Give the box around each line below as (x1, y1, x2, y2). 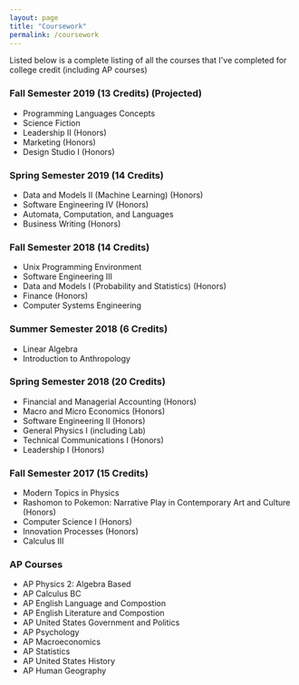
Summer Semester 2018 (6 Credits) (9, 323, 169, 335)
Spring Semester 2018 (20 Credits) (9, 375, 166, 388)
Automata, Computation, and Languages (22, 208, 174, 219)
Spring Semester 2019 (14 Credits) (9, 169, 165, 181)
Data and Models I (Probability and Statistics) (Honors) (22, 281, 227, 292)
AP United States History (22, 656, 116, 667)
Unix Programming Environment (22, 262, 142, 273)
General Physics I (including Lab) (22, 425, 147, 436)
